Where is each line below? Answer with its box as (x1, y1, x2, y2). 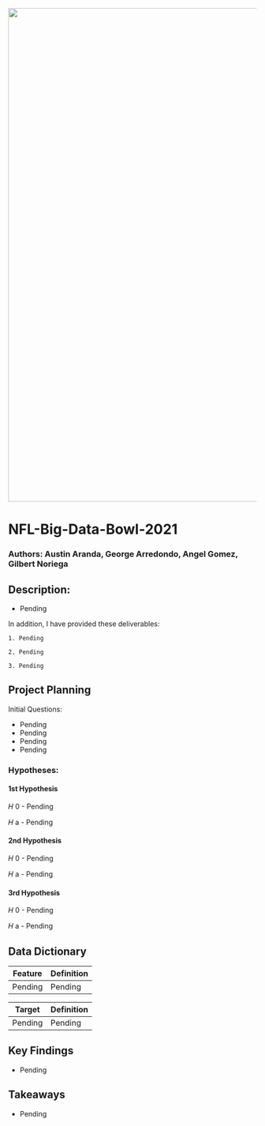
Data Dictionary (8, 944, 87, 958)
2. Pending (8, 647, 44, 656)
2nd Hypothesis (8, 836, 62, 846)
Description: (8, 583, 71, 596)
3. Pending (8, 662, 44, 670)
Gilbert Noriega (8, 558, 69, 569)
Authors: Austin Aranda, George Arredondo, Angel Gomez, (8, 549, 238, 560)
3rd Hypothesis (8, 888, 61, 897)
